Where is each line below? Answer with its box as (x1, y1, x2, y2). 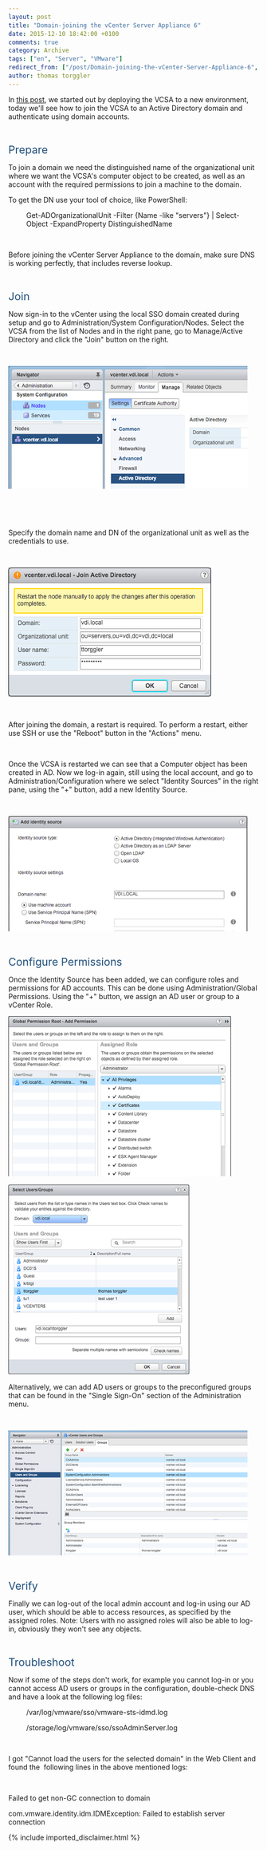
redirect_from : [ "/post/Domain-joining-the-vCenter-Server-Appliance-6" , (8, 64, 259, 72)
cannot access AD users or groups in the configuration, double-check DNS (8, 1683, 255, 1693)
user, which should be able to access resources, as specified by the (8, 1607, 231, 1616)
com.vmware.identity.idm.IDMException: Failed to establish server (8, 1808, 226, 1818)
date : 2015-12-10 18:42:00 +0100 (8, 30, 120, 38)
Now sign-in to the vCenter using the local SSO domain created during (8, 309, 240, 318)
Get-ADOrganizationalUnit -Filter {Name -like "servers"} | (26, 210, 214, 219)
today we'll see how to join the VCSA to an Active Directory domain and (8, 103, 243, 113)
